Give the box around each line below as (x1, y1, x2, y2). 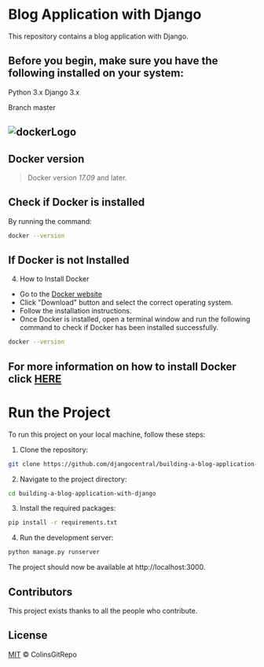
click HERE (8, 372, 62, 386)
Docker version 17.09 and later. (27, 173, 127, 182)
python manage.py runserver (8, 548, 101, 556)
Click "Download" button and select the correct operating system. (19, 298, 233, 307)
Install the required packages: (19, 504, 116, 513)
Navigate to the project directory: (19, 474, 127, 484)
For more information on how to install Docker (8, 360, 237, 373)
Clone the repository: (19, 445, 89, 454)
